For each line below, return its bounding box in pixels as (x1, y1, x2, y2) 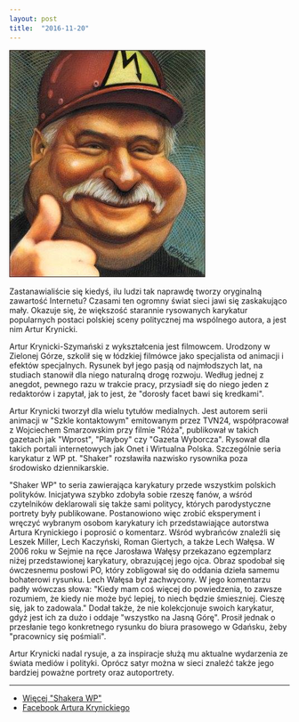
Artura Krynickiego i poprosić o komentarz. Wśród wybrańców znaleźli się (9, 526, 281, 538)
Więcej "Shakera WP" (21, 693, 102, 703)
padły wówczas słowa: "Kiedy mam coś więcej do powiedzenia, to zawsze (9, 583, 282, 594)
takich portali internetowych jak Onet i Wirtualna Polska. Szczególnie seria (9, 443, 282, 454)
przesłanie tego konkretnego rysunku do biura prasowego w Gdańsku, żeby (9, 621, 287, 632)
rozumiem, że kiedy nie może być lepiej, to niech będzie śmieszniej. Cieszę (9, 593, 286, 604)
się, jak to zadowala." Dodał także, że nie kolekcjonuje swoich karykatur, (9, 602, 274, 613)
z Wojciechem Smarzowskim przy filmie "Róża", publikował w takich (9, 424, 260, 435)
